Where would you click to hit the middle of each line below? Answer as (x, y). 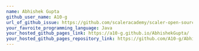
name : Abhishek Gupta (33, 11)
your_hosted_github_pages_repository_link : (61, 39)
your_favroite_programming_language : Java (59, 28)
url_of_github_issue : (33, 22)
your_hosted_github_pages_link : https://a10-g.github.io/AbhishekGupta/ (98, 33)
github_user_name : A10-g (37, 17)
